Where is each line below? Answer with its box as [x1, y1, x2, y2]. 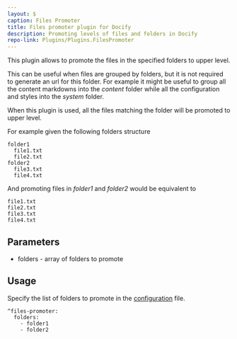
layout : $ [7, 10, 37, 18]
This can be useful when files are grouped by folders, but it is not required [7, 70, 224, 79]
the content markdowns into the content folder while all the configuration [7, 85, 220, 93]
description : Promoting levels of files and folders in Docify [7, 30, 198, 38]
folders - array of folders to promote [17, 254, 124, 263]
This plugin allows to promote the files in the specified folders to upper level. [7, 56, 231, 64]
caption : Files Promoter [7, 17, 81, 24]
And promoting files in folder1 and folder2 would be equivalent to [7, 185, 197, 193]
